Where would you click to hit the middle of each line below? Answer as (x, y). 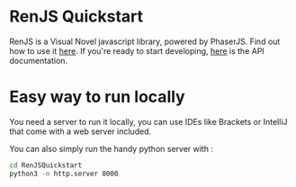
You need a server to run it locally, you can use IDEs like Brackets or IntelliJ (148, 121)
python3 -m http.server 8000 (64, 174)
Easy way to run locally (98, 97)
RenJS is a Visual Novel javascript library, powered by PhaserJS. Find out (145, 41)
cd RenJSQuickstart (46, 165)
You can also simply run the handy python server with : (112, 148)
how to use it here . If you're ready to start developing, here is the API (137, 50)
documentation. (39, 60)
